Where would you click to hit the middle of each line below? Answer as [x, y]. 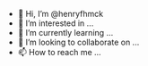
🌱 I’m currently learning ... [65, 33]
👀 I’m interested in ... [56, 23]
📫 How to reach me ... [59, 52]
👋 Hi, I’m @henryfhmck [61, 14]
